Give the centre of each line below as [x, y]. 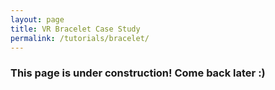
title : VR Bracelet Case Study [75, 29]
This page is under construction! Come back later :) [138, 73]
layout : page [37, 19]
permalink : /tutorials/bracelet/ [80, 38]
